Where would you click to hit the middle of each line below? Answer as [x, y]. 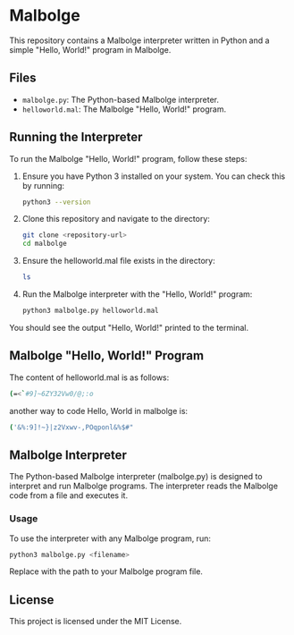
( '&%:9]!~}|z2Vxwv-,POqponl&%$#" [71, 427]
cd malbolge [44, 244]
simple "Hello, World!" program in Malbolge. [90, 49]
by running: [43, 185]
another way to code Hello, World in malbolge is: [99, 411]
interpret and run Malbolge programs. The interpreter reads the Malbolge [144, 486]
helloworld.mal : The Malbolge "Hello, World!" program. [124, 109]
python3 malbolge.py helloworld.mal [90, 311]
